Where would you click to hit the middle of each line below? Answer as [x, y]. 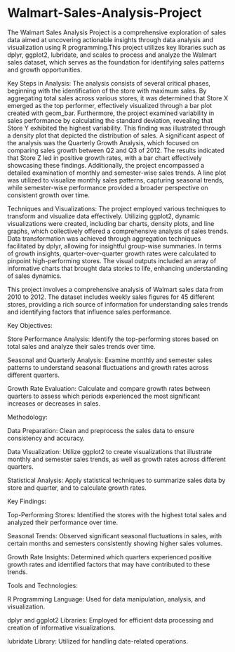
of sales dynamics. [34, 276]
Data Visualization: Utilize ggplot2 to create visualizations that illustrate [110, 451]
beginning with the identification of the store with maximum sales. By [107, 91]
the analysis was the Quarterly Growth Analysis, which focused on [103, 142]
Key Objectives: [30, 325]
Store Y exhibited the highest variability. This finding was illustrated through [116, 128]
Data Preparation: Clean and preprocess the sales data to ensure [101, 430]
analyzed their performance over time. [63, 522]
